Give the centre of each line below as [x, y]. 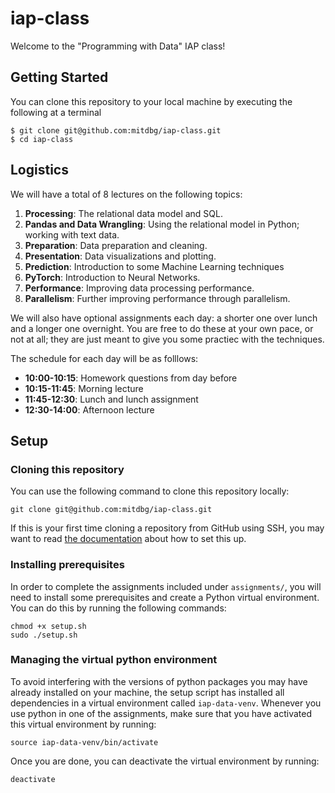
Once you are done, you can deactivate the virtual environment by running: [165, 761]
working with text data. [72, 234]
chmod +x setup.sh [48, 626]
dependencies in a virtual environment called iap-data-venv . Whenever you [166, 703]
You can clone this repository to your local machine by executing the [151, 101]
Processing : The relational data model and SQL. [123, 213]
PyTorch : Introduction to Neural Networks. [112, 277]
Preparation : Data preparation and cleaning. [116, 245]
